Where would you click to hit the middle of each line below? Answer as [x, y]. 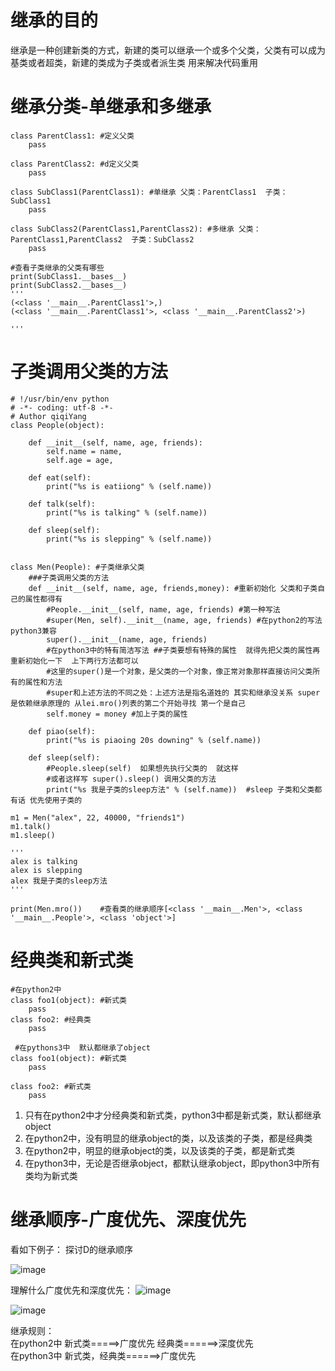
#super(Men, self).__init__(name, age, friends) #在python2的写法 [184, 620]
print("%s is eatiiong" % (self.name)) [129, 486]
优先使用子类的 [56, 800]
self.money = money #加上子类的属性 [117, 714]
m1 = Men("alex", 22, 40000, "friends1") [98, 817]
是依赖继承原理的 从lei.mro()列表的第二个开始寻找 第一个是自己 [128, 703]
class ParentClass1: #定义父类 [72, 136]
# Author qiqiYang [48, 416]
